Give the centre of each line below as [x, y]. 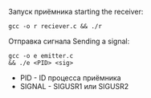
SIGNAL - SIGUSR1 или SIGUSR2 [74, 86]
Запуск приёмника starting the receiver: [76, 12]
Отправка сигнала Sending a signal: [69, 41]
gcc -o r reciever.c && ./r [55, 27]
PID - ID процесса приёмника [71, 78]
